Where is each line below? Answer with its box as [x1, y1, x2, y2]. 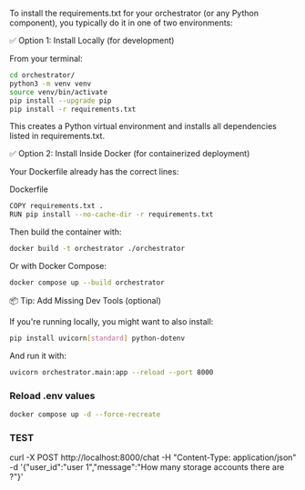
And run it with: [9, 350, 66, 361]
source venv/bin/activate [9, 87, 107, 96]
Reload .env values [9, 389, 96, 402]
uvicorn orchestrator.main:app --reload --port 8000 [9, 367, 214, 376]
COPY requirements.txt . [9, 202, 104, 211]
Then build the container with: [9, 226, 122, 237]
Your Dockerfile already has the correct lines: [9, 166, 179, 177]
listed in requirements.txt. [9, 131, 106, 142]
